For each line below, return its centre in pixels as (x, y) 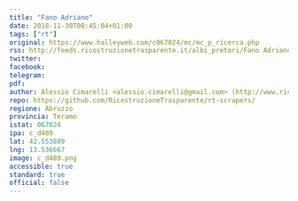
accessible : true (41, 166)
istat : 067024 (35, 125)
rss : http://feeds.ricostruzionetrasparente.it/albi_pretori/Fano (134, 51)
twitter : (25, 59)
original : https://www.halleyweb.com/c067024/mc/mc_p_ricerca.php (134, 42)
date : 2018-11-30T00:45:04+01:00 (71, 26)
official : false (39, 183)
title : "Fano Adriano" (51, 17)
